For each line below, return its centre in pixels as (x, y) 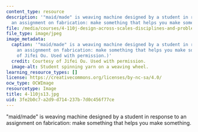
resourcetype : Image (32, 89)
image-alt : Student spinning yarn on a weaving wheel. (80, 67)
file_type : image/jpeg (34, 34)
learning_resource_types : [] (42, 72)
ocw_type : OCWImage (30, 83)
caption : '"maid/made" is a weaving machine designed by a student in (100, 45)
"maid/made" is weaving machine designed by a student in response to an (96, 117)
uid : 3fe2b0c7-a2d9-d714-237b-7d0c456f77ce (60, 99)
